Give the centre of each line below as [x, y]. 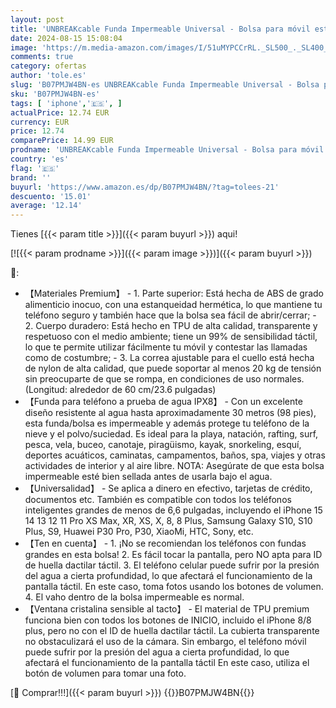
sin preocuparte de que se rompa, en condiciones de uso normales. [164, 379]
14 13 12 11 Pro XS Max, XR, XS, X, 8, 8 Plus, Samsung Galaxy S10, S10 [168, 521]
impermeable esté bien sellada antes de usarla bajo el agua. [148, 477]
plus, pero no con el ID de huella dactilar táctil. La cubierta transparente [172, 631]
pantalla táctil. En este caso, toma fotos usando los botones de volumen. [174, 587]
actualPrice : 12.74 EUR [60, 112]
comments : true [42, 57]
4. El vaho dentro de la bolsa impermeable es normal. [134, 597]
